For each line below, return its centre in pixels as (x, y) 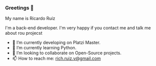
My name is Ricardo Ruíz (30, 19)
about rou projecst (24, 33)
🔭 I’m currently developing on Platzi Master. (56, 43)
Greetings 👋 (19, 8)
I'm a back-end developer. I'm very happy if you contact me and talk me (78, 28)
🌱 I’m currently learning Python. (44, 48)
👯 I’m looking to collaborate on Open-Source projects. (67, 53)
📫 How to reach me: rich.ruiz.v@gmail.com (56, 59)
